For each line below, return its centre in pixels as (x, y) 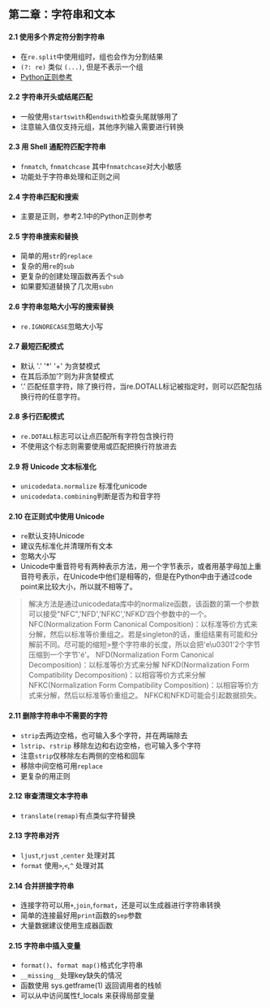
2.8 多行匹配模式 (36, 416)
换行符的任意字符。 (52, 396)
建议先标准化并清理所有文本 (66, 546)
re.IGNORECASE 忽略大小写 (62, 326)
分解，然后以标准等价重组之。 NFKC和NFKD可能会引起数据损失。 (152, 695)
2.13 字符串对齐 (34, 836)
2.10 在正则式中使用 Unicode (57, 516)
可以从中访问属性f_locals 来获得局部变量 (88, 996)
